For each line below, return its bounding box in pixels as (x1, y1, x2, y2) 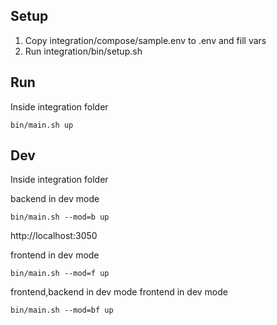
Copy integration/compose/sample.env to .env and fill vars (24, 34, 267, 46)
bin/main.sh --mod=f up (10, 269, 110, 279)
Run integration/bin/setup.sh (24, 45, 143, 57)
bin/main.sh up (10, 120, 74, 130)
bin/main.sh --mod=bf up (10, 305, 114, 316)
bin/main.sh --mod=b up (10, 212, 110, 223)
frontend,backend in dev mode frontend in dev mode (10, 286, 228, 298)
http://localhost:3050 (10, 230, 98, 242)
